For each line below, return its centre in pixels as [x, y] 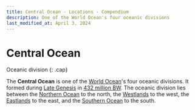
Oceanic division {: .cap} [37, 70]
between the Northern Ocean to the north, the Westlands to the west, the [98, 94]
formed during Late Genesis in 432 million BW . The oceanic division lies [96, 88]
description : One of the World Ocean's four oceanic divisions [88, 18]
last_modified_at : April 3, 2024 [49, 23]
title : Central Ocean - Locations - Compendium [68, 12]
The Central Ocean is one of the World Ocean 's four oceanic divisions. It [97, 82]
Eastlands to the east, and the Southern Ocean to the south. [81, 101]
